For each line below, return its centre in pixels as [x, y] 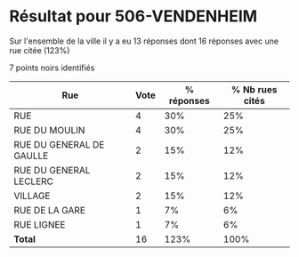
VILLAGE [32, 196]
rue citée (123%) [40, 50]
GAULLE [31, 156]
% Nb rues [254, 89]
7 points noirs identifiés [52, 68]
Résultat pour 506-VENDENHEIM [133, 16]
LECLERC [33, 181]
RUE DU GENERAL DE [59, 144]
